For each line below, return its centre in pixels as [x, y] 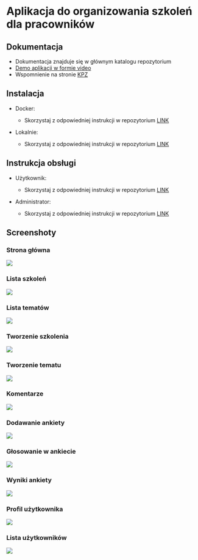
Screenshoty [31, 233]
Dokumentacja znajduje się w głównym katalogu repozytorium [93, 61]
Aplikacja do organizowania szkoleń [99, 11]
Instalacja [25, 94]
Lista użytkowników [37, 537]
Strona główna [28, 250]
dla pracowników [51, 24]
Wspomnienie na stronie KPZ [51, 74]
